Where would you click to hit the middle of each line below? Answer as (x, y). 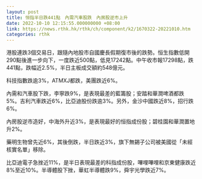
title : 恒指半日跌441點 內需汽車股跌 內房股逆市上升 (67, 18)
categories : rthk (28, 35)
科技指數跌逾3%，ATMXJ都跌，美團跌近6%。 (64, 81)
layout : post (23, 12)
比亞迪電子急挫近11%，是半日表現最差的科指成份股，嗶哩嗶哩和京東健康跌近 (101, 163)
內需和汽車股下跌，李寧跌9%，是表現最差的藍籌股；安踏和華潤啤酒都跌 (95, 93)
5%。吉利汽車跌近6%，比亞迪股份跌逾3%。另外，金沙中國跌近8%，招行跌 (100, 101)
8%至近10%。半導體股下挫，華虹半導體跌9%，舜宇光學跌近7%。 (88, 170)
